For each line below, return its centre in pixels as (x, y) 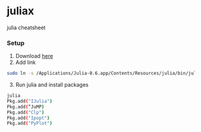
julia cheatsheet (26, 27)
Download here (34, 56)
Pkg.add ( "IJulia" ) (30, 101)
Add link (26, 62)
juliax (21, 11)
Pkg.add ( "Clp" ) (26, 112)
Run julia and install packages (52, 85)
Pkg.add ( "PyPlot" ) (30, 124)
